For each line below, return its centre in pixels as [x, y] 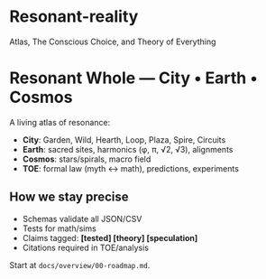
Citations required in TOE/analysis [85, 247]
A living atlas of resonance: [60, 122]
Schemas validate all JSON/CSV [82, 219]
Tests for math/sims [59, 228]
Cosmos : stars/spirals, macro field [87, 159]
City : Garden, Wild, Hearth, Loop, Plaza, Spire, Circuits [124, 139]
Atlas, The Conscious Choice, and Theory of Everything [113, 42]
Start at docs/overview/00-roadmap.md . [80, 265]
